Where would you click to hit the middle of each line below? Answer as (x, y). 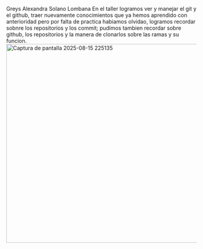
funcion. (17, 41)
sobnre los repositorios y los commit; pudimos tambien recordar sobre (94, 28)
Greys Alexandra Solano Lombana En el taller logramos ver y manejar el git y (101, 9)
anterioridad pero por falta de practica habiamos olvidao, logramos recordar (101, 21)
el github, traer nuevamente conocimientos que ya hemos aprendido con (97, 15)
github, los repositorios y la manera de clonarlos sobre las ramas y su (93, 34)
